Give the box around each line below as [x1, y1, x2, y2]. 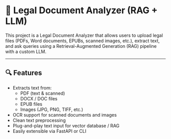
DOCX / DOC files [20, 95, 58, 101]
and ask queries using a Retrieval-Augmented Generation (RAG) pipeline [5, 43, 157, 49]
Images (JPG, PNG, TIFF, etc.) [20, 106, 83, 113]
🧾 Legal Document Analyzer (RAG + [5, 5, 158, 16]
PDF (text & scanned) [20, 90, 65, 96]
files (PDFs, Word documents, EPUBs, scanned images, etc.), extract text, [5, 38, 160, 44]
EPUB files [20, 101, 42, 107]
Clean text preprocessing [12, 117, 66, 123]
